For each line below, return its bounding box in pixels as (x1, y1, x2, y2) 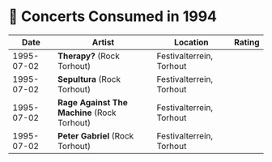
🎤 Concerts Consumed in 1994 (8, 7, 217, 26)
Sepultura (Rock (57, 73, 121, 84)
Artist (91, 36, 115, 48)
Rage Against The (57, 96, 128, 108)
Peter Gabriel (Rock (57, 130, 134, 141)
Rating (234, 36, 260, 48)
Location (173, 36, 209, 48)
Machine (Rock (57, 107, 117, 118)
